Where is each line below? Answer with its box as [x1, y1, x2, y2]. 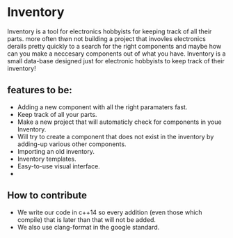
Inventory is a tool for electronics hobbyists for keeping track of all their [7, 27, 212, 35]
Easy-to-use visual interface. [17, 161, 101, 170]
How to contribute [7, 189, 88, 202]
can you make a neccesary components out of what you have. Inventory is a [7, 49, 226, 58]
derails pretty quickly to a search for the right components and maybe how [7, 42, 222, 50]
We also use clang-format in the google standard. [17, 223, 160, 231]
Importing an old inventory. [17, 147, 95, 155]
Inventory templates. [17, 154, 77, 163]
